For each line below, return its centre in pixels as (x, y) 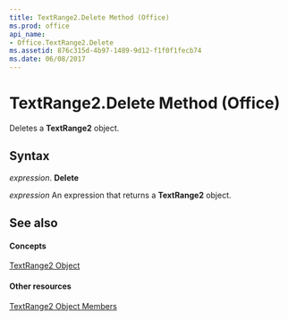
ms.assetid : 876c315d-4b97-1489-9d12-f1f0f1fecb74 (106, 51)
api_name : (28, 34)
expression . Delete (44, 177)
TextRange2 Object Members (64, 306)
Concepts (28, 246)
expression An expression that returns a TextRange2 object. (120, 195)
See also (34, 223)
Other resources (40, 286)
